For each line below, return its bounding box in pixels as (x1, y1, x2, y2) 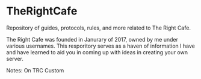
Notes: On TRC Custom (6, 66, 64, 74)
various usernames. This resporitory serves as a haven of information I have (6, 42, 196, 49)
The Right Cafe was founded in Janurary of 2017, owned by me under (6, 36, 179, 43)
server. (6, 55, 24, 62)
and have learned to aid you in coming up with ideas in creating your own (6, 48, 188, 55)
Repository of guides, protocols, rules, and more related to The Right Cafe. (6, 24, 191, 31)
